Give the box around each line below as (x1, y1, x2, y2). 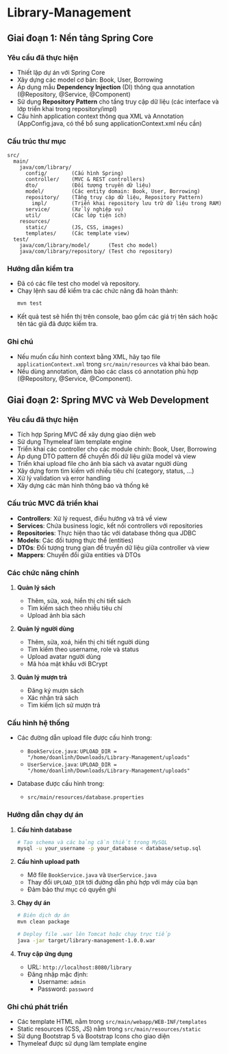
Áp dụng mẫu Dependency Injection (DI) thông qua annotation (16, 82, 195, 91)
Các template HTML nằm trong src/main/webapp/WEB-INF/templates (16, 1018, 207, 1026)
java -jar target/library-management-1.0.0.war (16, 937, 155, 944)
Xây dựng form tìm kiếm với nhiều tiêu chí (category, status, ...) (16, 467, 194, 475)
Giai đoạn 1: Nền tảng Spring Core (7, 32, 154, 44)
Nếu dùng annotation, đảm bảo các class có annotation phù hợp (16, 367, 199, 375)
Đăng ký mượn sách (27, 686, 84, 694)
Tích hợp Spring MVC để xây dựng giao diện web (16, 430, 156, 438)
